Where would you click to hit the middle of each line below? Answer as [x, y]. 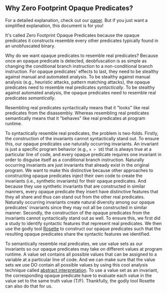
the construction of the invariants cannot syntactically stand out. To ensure [82, 138]
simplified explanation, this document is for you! [54, 25]
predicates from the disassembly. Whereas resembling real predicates [77, 113]
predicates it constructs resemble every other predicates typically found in [82, 40]
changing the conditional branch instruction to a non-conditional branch [79, 66]
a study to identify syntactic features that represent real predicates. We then [83, 223]
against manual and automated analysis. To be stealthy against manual [78, 76]
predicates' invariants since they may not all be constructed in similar [76, 207]
